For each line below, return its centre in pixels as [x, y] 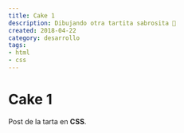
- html [19, 53]
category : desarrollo [44, 38]
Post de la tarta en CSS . [47, 121]
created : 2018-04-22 [43, 30]
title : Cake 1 [32, 16]
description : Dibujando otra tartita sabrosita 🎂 [92, 23]
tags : [17, 45]
